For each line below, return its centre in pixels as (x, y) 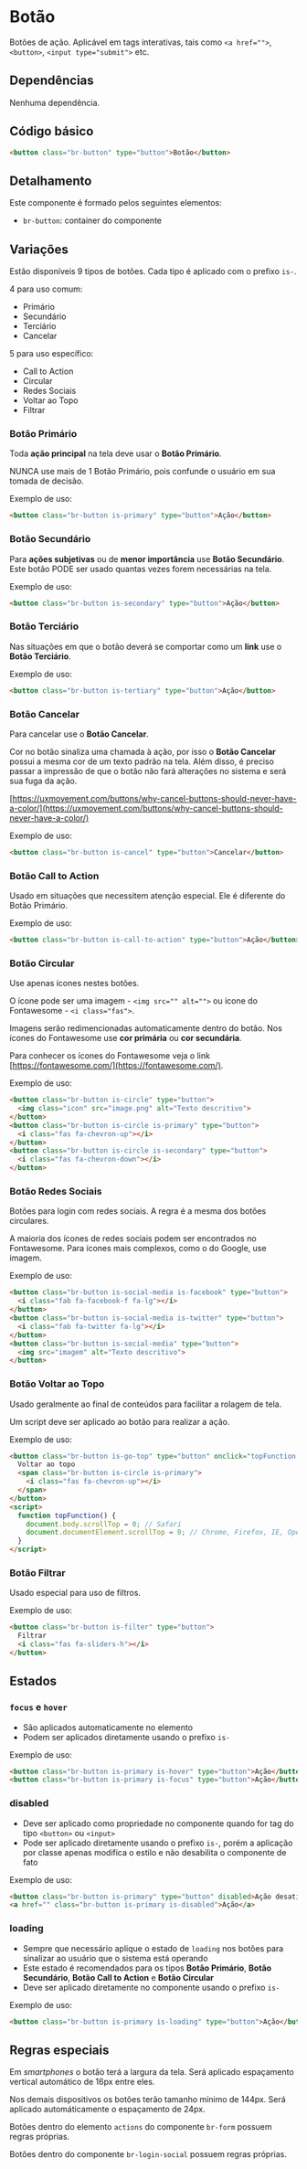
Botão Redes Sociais (56, 1192)
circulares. (29, 1221)
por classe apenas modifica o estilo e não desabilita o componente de (154, 1852)
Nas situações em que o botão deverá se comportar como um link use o (146, 646)
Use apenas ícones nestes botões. (74, 983)
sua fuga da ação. (43, 781)
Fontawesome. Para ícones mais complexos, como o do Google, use (138, 1249)
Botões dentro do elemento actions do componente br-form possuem (141, 2127)
